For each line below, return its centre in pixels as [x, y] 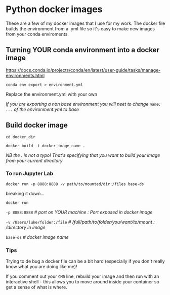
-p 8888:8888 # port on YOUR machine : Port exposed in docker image [79, 212]
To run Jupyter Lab [30, 174]
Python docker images [54, 9]
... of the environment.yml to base [42, 109]
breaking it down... [25, 193]
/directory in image [26, 227]
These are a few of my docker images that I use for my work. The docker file [86, 23]
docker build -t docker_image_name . [46, 146]
